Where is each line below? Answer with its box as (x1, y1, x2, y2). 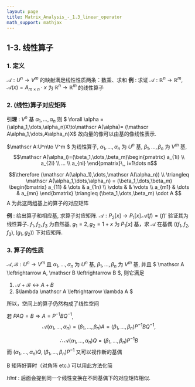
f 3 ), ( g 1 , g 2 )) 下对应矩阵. (6, 229, 63, 237)
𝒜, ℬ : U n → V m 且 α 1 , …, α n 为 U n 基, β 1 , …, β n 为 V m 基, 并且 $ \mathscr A (6, 260, 184, 269)
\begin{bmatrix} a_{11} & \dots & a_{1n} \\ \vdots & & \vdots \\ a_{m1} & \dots (8, 184, 190, 191)
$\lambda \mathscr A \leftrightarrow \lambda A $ (15, 288, 134, 295)
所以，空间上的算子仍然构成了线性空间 (6, 300, 99, 307)
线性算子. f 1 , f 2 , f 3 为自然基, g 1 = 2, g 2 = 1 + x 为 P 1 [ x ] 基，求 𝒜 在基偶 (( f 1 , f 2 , (6, 220, 190, 229)
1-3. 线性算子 (6, 42, 54, 53)
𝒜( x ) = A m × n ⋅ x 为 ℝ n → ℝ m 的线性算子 (6, 83, 104, 93)
